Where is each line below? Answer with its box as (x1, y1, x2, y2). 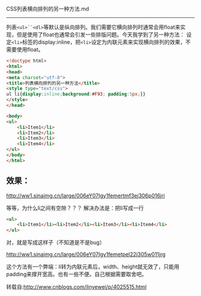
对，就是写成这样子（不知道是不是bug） (6, 239, 105, 246)
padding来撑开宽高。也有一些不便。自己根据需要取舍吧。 (6, 271, 147, 278)
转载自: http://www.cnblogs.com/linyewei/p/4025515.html (6, 283, 147, 291)
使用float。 (16, 46, 44, 53)
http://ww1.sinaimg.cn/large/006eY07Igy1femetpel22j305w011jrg (6, 251, 166, 258)
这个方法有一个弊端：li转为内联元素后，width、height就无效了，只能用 (6, 263, 179, 270)
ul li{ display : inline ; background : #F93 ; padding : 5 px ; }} (6, 91, 146, 97)
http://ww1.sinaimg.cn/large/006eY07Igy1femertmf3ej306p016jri (6, 192, 165, 199)
